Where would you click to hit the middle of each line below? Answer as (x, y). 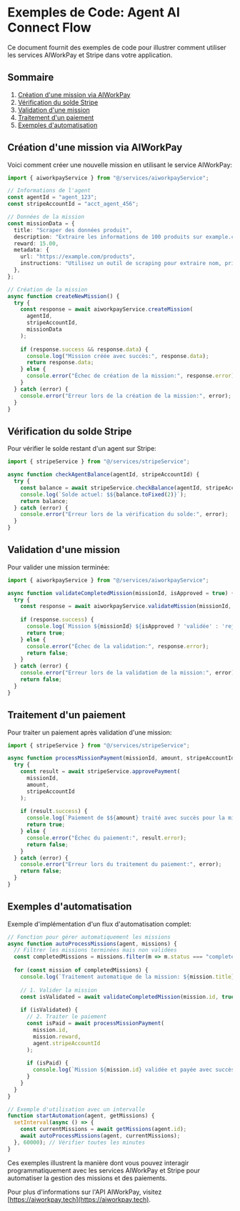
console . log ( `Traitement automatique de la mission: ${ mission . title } (127, 977)
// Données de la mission (46, 217)
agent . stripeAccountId (67, 1043)
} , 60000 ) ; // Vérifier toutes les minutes (79, 1142)
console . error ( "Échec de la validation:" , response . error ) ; (117, 646)
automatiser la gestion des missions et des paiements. (87, 1178)
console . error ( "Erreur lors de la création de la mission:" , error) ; (126, 396)
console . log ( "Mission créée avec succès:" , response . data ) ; (117, 356)
